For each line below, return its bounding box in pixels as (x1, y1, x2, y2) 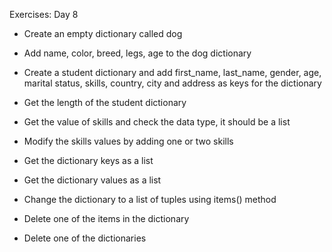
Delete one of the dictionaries (23, 232, 147, 244)
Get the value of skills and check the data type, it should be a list (23, 116, 291, 128)
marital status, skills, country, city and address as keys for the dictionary (23, 77, 322, 89)
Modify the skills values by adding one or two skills (23, 135, 234, 147)
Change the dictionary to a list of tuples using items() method (23, 194, 277, 205)
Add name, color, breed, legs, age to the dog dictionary (23, 47, 252, 59)
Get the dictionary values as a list (23, 174, 162, 186)
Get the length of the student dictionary (23, 97, 187, 108)
